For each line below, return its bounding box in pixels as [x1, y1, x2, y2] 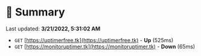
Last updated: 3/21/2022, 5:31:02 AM [5, 25, 101, 32]
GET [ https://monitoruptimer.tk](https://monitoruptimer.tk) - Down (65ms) [14, 43, 196, 50]
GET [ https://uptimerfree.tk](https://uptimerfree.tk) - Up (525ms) [14, 36, 174, 43]
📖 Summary [5, 5, 65, 19]
